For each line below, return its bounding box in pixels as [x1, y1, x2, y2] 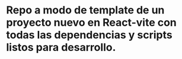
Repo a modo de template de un [6, 4, 165, 17]
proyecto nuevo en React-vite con [6, 16, 177, 29]
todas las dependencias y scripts [6, 29, 173, 41]
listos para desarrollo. [6, 41, 116, 54]
